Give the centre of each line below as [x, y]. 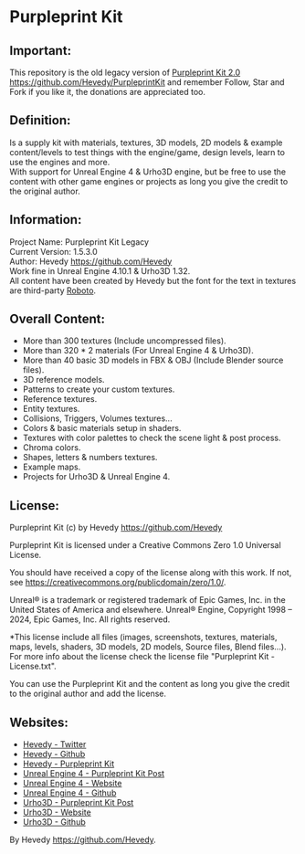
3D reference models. [63, 380]
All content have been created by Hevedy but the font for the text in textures [153, 280]
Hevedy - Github [54, 754]
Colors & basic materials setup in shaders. [102, 428]
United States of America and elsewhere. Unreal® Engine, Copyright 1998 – [151, 610]
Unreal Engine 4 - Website [72, 784]
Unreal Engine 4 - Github [69, 793]
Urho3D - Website [57, 812]
